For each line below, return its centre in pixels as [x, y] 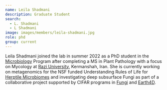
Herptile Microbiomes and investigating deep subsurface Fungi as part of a [82, 77]
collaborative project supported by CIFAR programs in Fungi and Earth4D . [81, 82]
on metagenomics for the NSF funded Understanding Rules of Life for [77, 72]
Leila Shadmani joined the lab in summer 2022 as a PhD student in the [77, 56]
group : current [21, 42]
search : [13, 19]
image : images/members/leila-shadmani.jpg [50, 33]
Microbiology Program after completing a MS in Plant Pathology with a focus [83, 61]
